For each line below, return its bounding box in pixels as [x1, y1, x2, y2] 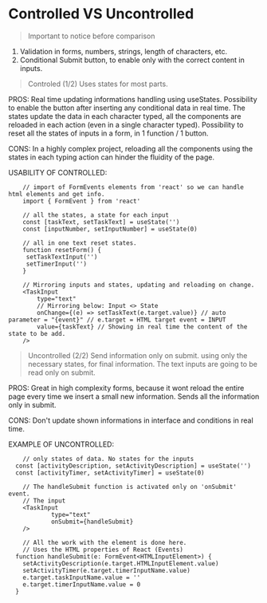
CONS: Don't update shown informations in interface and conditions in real [8, 416, 253, 425]
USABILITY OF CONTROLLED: [8, 167, 108, 177]
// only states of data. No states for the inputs [22, 455, 194, 463]
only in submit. [8, 400, 57, 409]
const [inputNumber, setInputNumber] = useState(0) [22, 225, 198, 233]
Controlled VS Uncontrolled [8, 5, 194, 23]
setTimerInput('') [26, 260, 88, 268]
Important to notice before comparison [27, 31, 155, 41]
